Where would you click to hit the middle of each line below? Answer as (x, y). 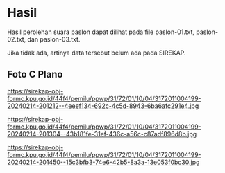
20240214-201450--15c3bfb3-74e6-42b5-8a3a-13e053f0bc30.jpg (103, 162)
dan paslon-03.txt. (54, 39)
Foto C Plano (35, 74)
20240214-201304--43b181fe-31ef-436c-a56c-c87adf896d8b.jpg (102, 134)
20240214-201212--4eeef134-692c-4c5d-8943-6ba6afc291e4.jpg (103, 106)
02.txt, (17, 39)
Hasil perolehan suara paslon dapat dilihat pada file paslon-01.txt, (101, 32)
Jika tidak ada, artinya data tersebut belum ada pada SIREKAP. (97, 53)
